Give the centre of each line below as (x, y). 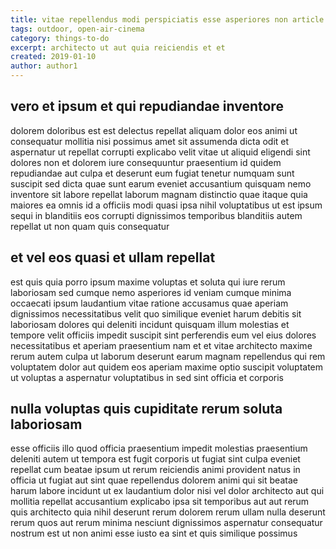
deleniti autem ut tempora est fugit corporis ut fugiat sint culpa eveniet (155, 459)
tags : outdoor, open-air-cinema (77, 29)
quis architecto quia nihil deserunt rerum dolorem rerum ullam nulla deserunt (168, 512)
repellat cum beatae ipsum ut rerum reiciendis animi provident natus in (155, 470)
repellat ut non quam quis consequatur (90, 226)
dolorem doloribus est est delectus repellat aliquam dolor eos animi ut (154, 130)
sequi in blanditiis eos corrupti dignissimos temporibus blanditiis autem (156, 215)
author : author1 (44, 66)
